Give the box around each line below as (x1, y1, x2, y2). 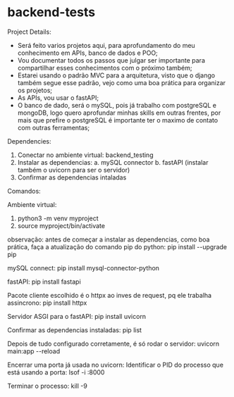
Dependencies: (7, 137, 51, 145)
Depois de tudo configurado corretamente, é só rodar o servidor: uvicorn (7, 339, 220, 348)
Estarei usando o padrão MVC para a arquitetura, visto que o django (17, 71, 216, 80)
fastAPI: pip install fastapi (7, 277, 81, 286)
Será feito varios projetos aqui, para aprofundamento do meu (17, 41, 195, 49)
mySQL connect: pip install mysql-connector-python (7, 263, 160, 272)
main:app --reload (7, 346, 61, 355)
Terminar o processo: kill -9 (7, 382, 88, 390)
